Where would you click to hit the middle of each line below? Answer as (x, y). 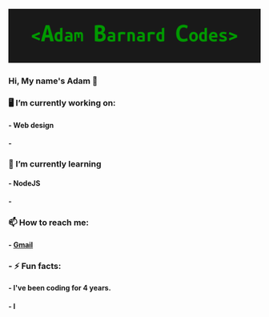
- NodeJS (24, 183)
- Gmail (21, 244)
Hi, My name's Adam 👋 (53, 81)
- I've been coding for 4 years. (60, 288)
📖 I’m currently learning (55, 164)
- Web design (31, 125)
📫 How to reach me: (49, 223)
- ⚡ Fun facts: (35, 266)
